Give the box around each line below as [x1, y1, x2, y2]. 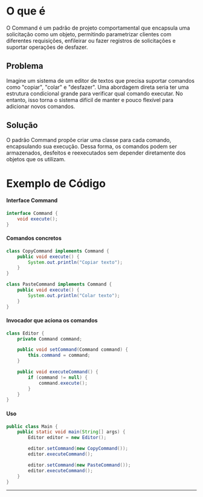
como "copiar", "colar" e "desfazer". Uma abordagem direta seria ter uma [6, 83, 189, 91]
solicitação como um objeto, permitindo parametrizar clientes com [6, 30, 172, 37]
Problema [6, 61, 43, 71]
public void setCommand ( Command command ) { [17, 347, 129, 353]
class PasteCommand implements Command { [6, 281, 112, 287]
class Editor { [6, 330, 45, 336]
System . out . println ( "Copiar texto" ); [28, 259, 123, 265]
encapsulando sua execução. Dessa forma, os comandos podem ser [6, 143, 177, 150]
